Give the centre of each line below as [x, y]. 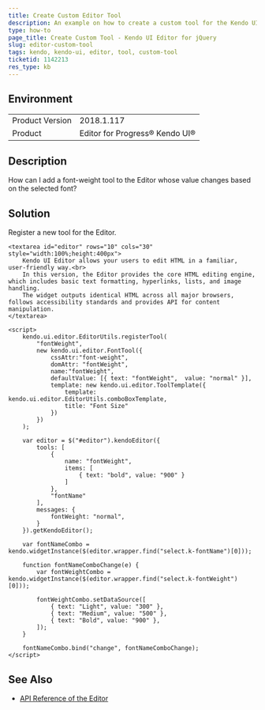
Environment [41, 99]
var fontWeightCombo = [74, 572]
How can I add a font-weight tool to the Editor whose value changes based [129, 180]
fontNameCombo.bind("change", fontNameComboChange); [111, 648]
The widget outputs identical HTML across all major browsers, [129, 296]
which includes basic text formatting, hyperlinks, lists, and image [125, 281]
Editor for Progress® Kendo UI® [137, 133]
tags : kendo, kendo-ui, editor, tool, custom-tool [93, 52]
